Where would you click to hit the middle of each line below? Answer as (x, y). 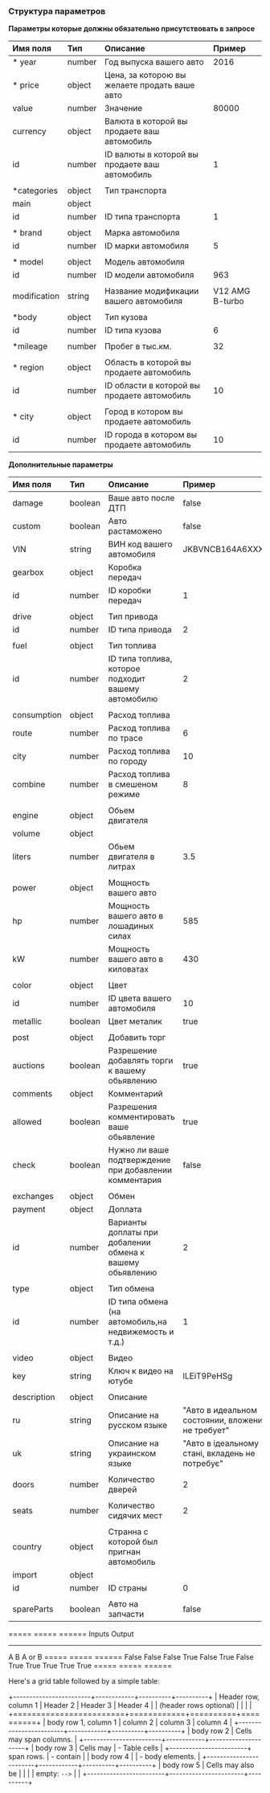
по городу (128, 761)
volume (26, 833)
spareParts (33, 1609)
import (25, 1575)
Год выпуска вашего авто (154, 62)
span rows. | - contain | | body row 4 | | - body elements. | (104, 1757)
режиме (124, 795)
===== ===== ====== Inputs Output (71, 1634)
